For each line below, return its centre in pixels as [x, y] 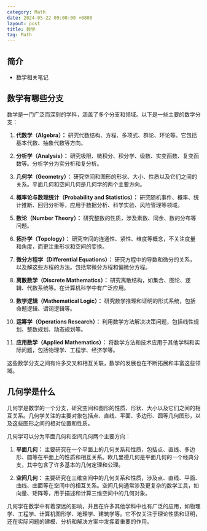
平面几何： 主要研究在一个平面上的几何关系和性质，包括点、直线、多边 [105, 449]
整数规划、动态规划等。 [57, 329]
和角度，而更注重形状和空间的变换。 [62, 246]
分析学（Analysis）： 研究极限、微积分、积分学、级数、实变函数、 [99, 156]
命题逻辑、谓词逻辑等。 [45, 308]
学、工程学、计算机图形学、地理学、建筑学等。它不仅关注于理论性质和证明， [104, 514]
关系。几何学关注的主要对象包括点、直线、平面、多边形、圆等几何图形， [103, 416]
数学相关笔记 [32, 77]
